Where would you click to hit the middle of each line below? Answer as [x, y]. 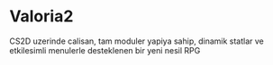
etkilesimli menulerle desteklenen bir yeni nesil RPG [105, 50]
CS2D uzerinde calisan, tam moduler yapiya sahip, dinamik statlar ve [136, 41]
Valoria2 [41, 16]
